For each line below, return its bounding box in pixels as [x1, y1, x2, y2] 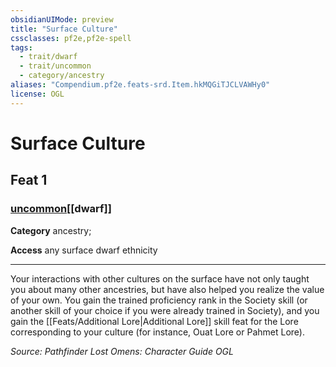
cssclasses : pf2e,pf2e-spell [10, 33, 132, 43]
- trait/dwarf [19, 52, 78, 62]
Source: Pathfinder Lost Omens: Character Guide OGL [10, 345, 234, 357]
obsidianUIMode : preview [10, 14, 114, 25]
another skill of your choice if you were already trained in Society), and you [10, 304, 320, 316]
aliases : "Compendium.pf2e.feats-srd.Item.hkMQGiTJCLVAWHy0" [10, 80, 271, 90]
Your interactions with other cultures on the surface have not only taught [10, 272, 310, 285]
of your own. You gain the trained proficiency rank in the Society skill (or [10, 294, 308, 306]
